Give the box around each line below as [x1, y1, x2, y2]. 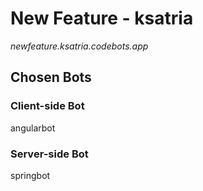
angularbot [10, 122, 56, 134]
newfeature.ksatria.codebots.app [10, 40, 149, 52]
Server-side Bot [10, 147, 89, 161]
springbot [10, 169, 51, 181]
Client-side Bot [10, 99, 85, 113]
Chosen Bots [10, 69, 92, 86]
